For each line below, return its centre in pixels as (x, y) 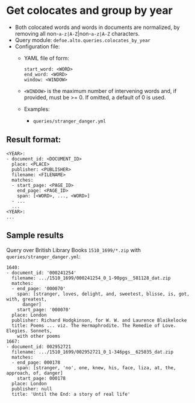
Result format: (34, 140)
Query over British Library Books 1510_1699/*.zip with (74, 250)
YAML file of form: (46, 58)
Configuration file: (37, 46)
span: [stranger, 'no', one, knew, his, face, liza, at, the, (97, 368)
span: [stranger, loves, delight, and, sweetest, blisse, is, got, (103, 294)
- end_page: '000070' (39, 288)
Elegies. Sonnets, (29, 331)
